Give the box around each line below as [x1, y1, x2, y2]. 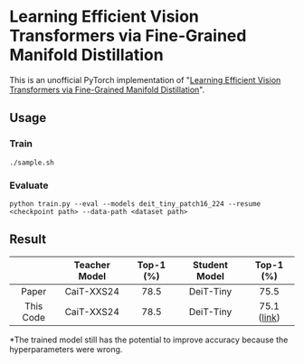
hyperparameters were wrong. [9, 343, 123, 354]
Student [193, 258, 229, 271]
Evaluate [9, 179, 49, 191]
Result [9, 232, 47, 247]
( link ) [258, 311, 280, 323]
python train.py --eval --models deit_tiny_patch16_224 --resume [9, 199, 261, 209]
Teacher [73, 258, 110, 271]
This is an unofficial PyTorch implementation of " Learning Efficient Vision [9, 74, 281, 85]
